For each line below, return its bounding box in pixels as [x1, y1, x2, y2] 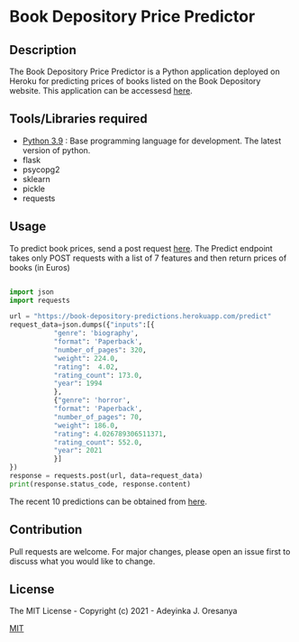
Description [9, 42, 77, 58]
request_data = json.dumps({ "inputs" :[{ [9, 320, 155, 330]
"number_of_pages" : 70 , [53, 412, 143, 421]
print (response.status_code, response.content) [9, 480, 192, 489]
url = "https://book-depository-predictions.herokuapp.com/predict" [9, 312, 272, 321]
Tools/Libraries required [9, 111, 148, 127]
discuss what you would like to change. [9, 555, 156, 566]
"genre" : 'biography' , [53, 329, 140, 338]
